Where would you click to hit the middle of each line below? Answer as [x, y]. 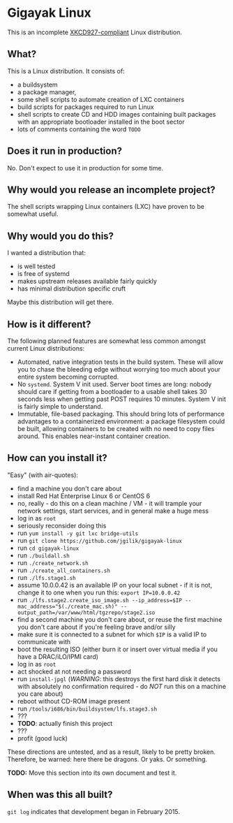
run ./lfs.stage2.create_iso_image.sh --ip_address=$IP [100, 599]
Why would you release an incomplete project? [112, 190]
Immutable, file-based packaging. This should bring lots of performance [121, 414]
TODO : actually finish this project [65, 723]
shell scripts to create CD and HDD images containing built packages [116, 114]
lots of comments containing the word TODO [79, 129]
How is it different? [49, 324]
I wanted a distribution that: [46, 253]
